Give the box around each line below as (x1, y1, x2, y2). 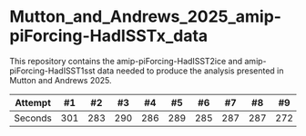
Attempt (15, 96, 52, 109)
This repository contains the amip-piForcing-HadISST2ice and (9, 55, 243, 66)
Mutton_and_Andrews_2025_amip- (9, 6, 282, 27)
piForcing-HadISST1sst (9, 65, 96, 76)
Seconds (14, 112, 53, 124)
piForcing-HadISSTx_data (9, 25, 209, 46)
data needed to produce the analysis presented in (97, 65, 284, 76)
